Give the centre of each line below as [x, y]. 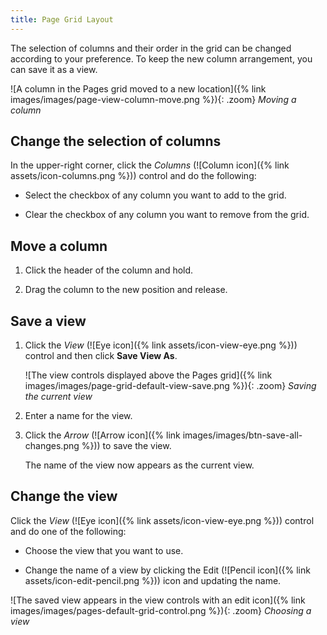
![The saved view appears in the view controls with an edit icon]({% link [158, 600]
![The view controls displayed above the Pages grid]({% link [148, 375]
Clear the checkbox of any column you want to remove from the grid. [167, 215]
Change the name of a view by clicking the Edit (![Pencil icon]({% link [167, 570]
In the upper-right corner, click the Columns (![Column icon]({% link [150, 165]
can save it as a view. [54, 69]
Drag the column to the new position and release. [126, 290]
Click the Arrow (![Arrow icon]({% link [102, 435]
